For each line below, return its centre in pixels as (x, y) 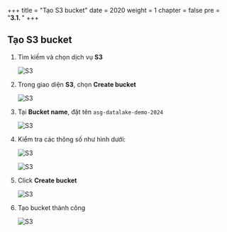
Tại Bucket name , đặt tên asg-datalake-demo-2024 (90, 112)
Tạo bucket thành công (51, 207)
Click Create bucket (47, 180)
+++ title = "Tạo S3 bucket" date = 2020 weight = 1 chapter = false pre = (113, 10)
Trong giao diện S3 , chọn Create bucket (77, 84)
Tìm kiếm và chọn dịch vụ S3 (60, 57)
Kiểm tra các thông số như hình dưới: (72, 139)
